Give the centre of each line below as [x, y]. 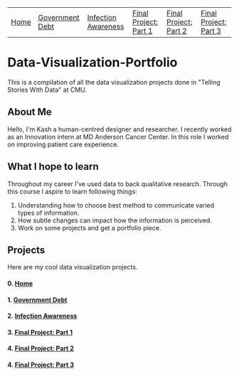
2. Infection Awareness [42, 316]
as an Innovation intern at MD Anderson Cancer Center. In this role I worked [118, 136]
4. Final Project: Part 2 [41, 348]
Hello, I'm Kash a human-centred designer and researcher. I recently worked [119, 129]
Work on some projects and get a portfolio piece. [89, 227]
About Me [30, 112]
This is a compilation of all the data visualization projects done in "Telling [114, 82]
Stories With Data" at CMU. [47, 90]
